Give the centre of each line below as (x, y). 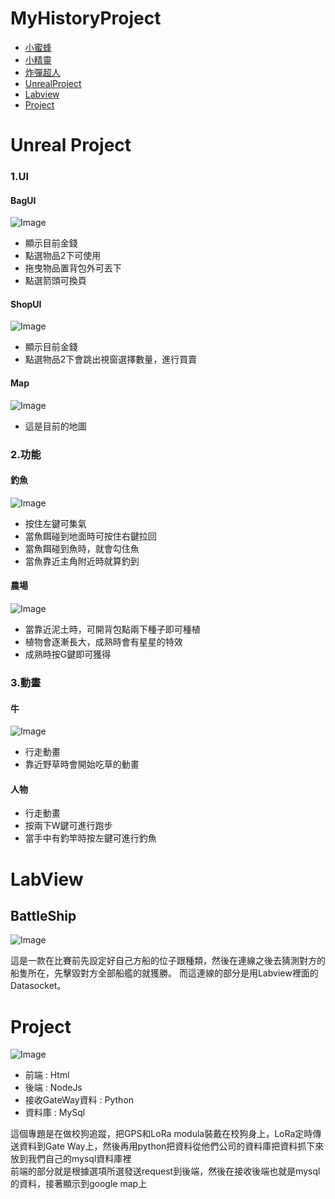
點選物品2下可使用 (63, 256)
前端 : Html (47, 1075)
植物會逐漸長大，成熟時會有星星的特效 (103, 641)
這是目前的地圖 (55, 426)
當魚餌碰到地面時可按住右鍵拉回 (90, 536)
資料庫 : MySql (55, 1113)
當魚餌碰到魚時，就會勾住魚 (82, 548)
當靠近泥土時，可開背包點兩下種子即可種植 (112, 629)
